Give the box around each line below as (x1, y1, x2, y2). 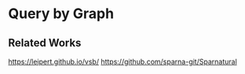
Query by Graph (8, 5, 115, 23)
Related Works (8, 36, 82, 50)
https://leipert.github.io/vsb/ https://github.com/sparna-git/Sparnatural (8, 57, 237, 66)
